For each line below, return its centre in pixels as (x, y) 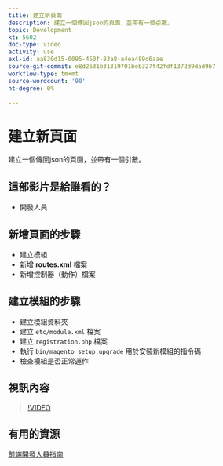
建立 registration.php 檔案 (64, 341)
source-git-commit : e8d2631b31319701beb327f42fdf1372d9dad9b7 (112, 67)
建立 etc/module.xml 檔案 (60, 331)
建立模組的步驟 (44, 302)
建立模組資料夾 (44, 322)
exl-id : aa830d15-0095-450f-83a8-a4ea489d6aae (86, 60)
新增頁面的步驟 (44, 234)
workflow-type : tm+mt (44, 74)
